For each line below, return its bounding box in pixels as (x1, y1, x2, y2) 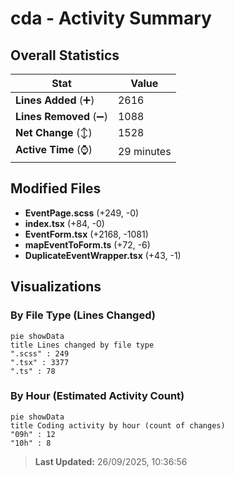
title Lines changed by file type (10, 340, 155, 350)
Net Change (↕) (15, 126, 93, 139)
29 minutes (117, 144, 172, 158)
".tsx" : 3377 (10, 357, 70, 367)
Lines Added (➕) (15, 93, 95, 107)
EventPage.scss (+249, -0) (24, 207, 140, 219)
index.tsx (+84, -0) (24, 217, 105, 229)
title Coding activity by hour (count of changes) (10, 420, 226, 431)
